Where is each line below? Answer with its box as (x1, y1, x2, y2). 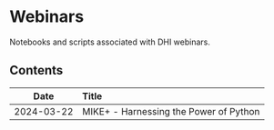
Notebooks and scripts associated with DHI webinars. (9, 36, 211, 47)
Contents (9, 63, 64, 78)
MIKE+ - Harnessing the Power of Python (81, 105, 260, 117)
